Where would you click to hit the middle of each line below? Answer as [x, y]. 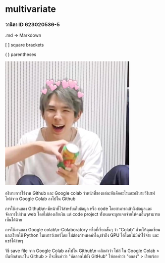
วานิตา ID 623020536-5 [33, 25]
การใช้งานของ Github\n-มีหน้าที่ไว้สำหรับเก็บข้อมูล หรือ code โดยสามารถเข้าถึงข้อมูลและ [79, 209]
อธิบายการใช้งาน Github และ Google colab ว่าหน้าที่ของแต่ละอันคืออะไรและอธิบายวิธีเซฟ [80, 193]
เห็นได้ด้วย [14, 220]
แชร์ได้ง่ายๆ [14, 241]
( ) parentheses [21, 54]
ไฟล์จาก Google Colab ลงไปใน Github [40, 199]
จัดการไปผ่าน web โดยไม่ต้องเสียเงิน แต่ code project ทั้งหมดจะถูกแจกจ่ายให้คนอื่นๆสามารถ [82, 214]
